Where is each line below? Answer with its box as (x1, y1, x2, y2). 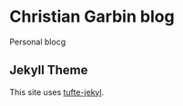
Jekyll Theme (9, 63, 88, 78)
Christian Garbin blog (9, 6, 175, 27)
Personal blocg (9, 36, 66, 47)
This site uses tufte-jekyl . (9, 86, 105, 97)
